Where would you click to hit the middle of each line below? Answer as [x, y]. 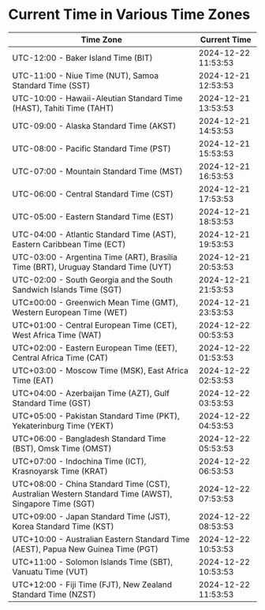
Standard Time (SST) [51, 85]
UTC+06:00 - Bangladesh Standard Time [89, 438]
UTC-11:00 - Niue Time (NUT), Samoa [86, 75]
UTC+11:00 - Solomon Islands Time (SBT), [93, 562]
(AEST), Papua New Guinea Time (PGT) [86, 548]
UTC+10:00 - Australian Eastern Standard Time [101, 539]
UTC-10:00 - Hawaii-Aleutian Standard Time [97, 98]
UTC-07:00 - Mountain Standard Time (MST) [97, 171]
